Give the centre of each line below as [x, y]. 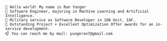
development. [37, 29]
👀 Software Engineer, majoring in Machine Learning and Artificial [77, 11]
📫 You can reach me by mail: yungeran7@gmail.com [59, 34]
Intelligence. [20, 16]
